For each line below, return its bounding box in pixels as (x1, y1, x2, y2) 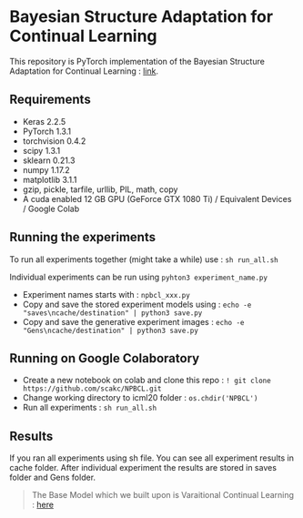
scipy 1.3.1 (22, 145, 61, 156)
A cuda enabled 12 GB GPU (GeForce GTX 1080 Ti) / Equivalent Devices (22, 193, 292, 204)
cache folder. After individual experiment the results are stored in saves (9, 462, 278, 473)
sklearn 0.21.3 (22, 155, 76, 166)
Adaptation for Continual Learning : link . (9, 66, 159, 76)
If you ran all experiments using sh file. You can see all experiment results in (9, 452, 294, 463)
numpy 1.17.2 (22, 164, 70, 175)
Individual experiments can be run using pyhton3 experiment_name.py (9, 271, 268, 282)
